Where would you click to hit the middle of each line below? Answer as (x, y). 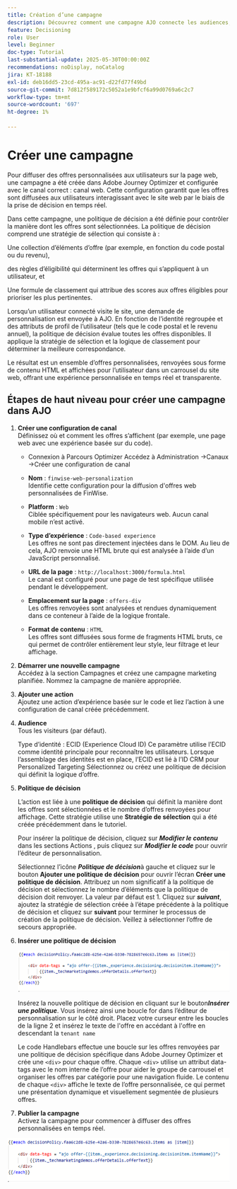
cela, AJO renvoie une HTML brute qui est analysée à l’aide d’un (121, 550)
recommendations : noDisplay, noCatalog (66, 67)
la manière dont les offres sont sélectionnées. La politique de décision (109, 226)
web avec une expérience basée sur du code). (85, 443)
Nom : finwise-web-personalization (80, 478)
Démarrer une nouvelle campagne (68, 665)
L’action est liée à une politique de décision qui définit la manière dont (120, 802)
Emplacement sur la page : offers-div (85, 600)
